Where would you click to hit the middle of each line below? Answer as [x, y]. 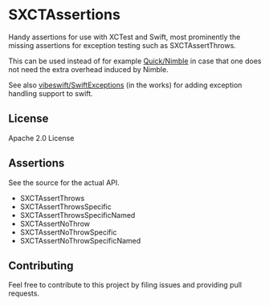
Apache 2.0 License [41, 138]
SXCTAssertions [64, 15]
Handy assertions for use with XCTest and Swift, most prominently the [124, 37]
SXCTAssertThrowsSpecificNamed [77, 215]
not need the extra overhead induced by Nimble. [88, 69]
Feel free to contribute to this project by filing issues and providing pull [125, 285]
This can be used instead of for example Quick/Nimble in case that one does [135, 61]
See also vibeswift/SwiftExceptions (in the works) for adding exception [125, 85]
